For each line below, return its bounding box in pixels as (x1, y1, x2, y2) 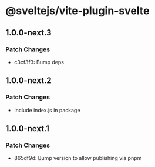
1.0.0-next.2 (5, 75, 52, 86)
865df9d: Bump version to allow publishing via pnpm (14, 155, 142, 162)
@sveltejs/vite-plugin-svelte (5, 4, 150, 18)
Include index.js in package (14, 106, 80, 113)
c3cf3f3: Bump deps (14, 58, 64, 65)
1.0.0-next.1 (5, 123, 49, 133)
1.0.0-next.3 (5, 28, 52, 38)
